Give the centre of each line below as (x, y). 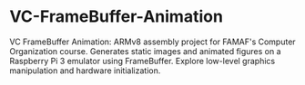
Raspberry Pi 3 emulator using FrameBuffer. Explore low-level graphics (142, 61)
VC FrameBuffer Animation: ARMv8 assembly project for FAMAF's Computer (152, 42)
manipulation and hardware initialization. (85, 71)
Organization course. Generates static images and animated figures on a (145, 51)
